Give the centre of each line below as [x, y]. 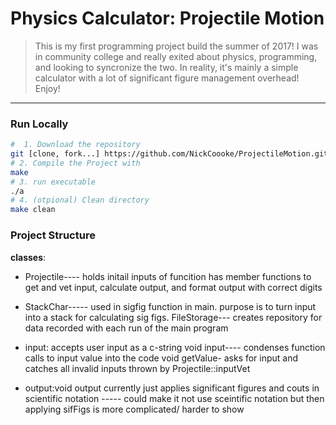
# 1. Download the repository [75, 145]
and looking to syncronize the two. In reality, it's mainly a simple [166, 67]
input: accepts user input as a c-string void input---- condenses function [175, 347]
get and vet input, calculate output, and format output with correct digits [173, 287]
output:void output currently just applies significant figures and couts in [172, 388]
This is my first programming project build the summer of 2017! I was [176, 46]
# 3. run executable [53, 182]
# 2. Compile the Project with [75, 163]
